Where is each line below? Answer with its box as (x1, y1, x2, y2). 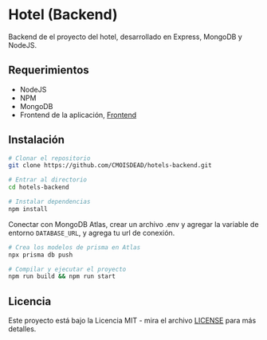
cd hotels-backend (8, 183, 69, 192)
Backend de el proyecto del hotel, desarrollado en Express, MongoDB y (8, 32, 243, 41)
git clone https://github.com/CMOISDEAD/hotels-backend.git (8, 162, 213, 170)
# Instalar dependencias (8, 197, 91, 206)
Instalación (8, 133, 65, 147)
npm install (8, 205, 48, 213)
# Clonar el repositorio (8, 154, 91, 162)
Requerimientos (8, 64, 89, 77)
